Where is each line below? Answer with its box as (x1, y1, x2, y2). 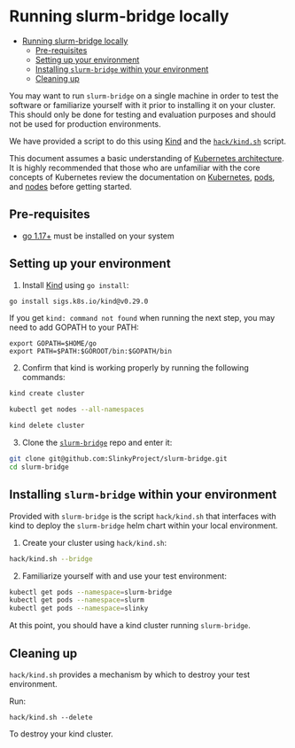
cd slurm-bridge (9, 463, 69, 471)
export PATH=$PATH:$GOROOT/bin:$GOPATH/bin (9, 347, 173, 356)
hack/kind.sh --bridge (9, 554, 93, 564)
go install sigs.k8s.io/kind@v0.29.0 (9, 297, 149, 306)
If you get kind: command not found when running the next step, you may (9, 313, 276, 323)
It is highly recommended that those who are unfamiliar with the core (9, 162, 260, 173)
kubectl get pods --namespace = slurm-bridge (9, 588, 173, 596)
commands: (21, 372, 66, 383)
